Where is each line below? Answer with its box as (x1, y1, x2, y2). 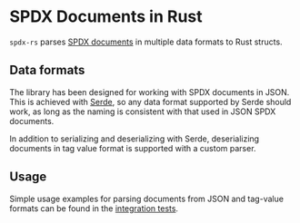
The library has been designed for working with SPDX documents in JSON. (9, 86, 290, 97)
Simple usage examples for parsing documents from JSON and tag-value (9, 193, 285, 204)
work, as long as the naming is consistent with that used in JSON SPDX (9, 106, 276, 117)
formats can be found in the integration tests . (9, 202, 179, 214)
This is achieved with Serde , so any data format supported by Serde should (9, 96, 292, 107)
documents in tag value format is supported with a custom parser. (9, 142, 256, 153)
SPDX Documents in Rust (9, 6, 203, 27)
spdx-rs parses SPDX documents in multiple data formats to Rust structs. (9, 36, 284, 47)
